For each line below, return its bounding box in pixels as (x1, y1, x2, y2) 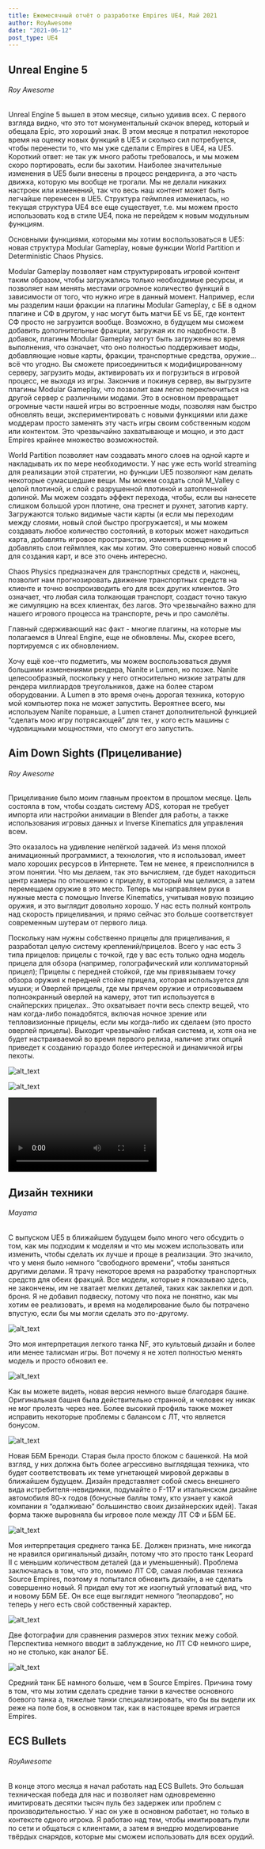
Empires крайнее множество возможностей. (8, 435, 160, 444)
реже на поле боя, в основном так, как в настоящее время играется (8, 1703, 240, 1713)
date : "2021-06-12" (8, 26, 73, 34)
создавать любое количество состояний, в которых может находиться (8, 526, 249, 536)
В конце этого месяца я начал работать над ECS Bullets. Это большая (8, 1781, 244, 1790)
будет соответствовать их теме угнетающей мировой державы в (8, 1468, 229, 1477)
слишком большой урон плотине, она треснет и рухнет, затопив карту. (8, 501, 248, 510)
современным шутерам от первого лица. (8, 918, 148, 928)
